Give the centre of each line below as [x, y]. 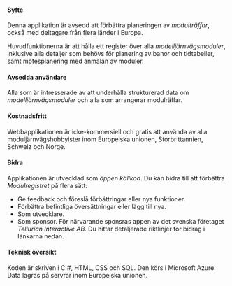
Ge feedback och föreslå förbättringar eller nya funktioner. [101, 199]
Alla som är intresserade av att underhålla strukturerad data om [98, 93]
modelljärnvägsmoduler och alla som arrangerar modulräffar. [95, 100]
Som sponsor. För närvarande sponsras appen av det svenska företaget [121, 221]
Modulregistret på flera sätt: [47, 185]
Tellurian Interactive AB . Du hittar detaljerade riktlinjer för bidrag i [111, 229]
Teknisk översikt [32, 252]
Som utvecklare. [41, 214]
